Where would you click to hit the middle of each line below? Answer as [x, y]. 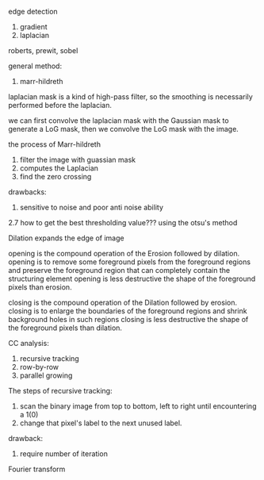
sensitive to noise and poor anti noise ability [92, 207]
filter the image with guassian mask [78, 159]
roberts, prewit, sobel [43, 50]
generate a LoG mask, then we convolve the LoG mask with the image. [124, 129]
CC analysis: [29, 343]
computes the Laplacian [59, 168]
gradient [33, 27]
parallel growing [46, 375]
